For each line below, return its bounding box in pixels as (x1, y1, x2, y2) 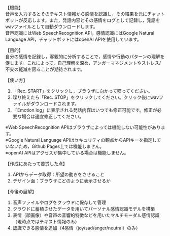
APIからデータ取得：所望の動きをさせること (12, 171, 105, 177)
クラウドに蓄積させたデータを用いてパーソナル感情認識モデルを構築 (12, 206, 155, 212)
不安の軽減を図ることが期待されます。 (5, 66, 85, 72)
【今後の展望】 (5, 189, 37, 195)
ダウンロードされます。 (30, 101, 80, 107)
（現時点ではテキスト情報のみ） (12, 219, 80, 224)
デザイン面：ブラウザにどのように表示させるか (12, 178, 111, 183)
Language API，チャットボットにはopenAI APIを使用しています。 (5, 36, 142, 42)
